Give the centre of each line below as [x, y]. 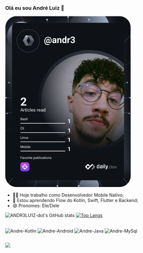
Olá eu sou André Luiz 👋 [35, 8]
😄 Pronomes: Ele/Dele [36, 206]
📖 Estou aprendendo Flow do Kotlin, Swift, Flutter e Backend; [75, 200]
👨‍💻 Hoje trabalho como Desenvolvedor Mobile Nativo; [68, 195]
